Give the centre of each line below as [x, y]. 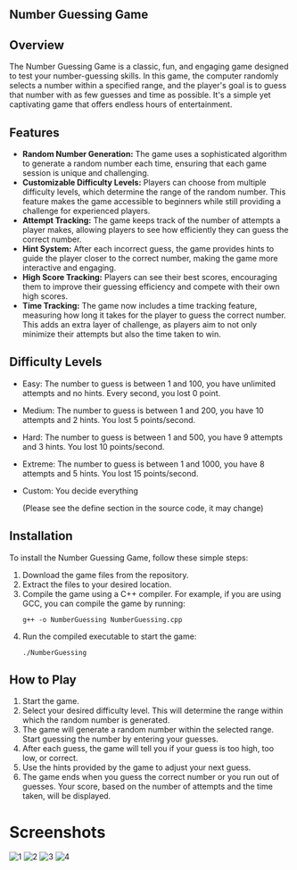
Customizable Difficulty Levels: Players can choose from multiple [144, 183]
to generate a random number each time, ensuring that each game [144, 163]
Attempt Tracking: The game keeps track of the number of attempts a [151, 220]
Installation [41, 536]
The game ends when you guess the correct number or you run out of [151, 777]
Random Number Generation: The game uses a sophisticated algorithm [154, 154]
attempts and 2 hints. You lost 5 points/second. [109, 419]
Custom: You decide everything [80, 491]
